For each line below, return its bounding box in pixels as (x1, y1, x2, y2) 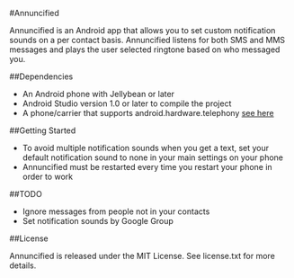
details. (9, 260, 37, 271)
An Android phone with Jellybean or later (22, 89, 175, 99)
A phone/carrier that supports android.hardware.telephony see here (22, 108, 274, 118)
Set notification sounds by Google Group (22, 216, 174, 226)
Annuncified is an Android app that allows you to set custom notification (9, 25, 276, 35)
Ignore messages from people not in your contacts (22, 206, 210, 217)
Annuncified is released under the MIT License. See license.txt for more (9, 251, 276, 261)
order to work (22, 171, 74, 182)
